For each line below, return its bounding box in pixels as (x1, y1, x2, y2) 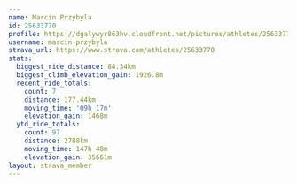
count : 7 (24, 87, 57, 96)
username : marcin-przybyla (8, 37, 108, 47)
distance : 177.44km (24, 95, 97, 104)
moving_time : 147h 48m (24, 144, 108, 153)
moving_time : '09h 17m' (24, 103, 113, 112)
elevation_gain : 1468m (24, 111, 108, 120)
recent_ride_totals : (16, 79, 92, 88)
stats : (8, 54, 33, 63)
